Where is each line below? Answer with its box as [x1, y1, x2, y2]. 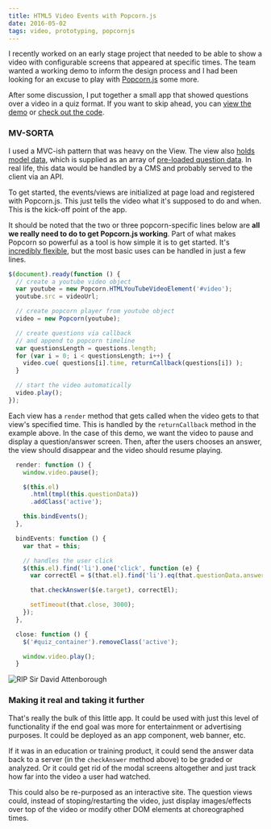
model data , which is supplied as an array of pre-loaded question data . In [8, 154, 252, 164]
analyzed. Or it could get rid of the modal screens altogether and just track [8, 763, 256, 772]
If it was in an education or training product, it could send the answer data [8, 746, 254, 756]
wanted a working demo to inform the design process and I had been [8, 66, 238, 76]
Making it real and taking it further [8, 695, 145, 706]
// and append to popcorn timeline [15, 337, 135, 345]
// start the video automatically [15, 381, 131, 390]
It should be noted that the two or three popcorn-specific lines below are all [8, 220, 261, 230]
